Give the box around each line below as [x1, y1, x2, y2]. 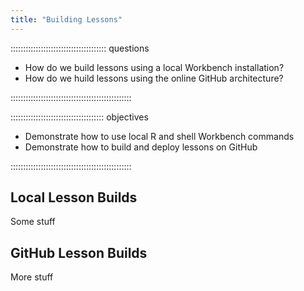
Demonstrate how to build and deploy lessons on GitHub [24, 141, 258, 153]
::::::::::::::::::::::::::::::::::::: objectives [10, 111, 149, 123]
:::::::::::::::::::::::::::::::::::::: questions [10, 42, 150, 54]
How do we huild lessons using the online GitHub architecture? [24, 72, 284, 84]
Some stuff [10, 216, 56, 228]
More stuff [10, 271, 54, 283]
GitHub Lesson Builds [10, 244, 148, 261]
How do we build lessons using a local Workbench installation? [24, 61, 285, 73]
